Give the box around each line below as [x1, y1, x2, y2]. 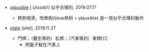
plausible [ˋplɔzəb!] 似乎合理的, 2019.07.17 [10, 4, 96, 10]
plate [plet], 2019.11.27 [10, 25, 56, 31]
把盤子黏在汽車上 [25, 41, 61, 47]
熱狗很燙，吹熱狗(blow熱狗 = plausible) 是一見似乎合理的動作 [17, 15, 144, 21]
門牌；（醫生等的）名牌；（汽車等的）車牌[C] [17, 35, 108, 41]
